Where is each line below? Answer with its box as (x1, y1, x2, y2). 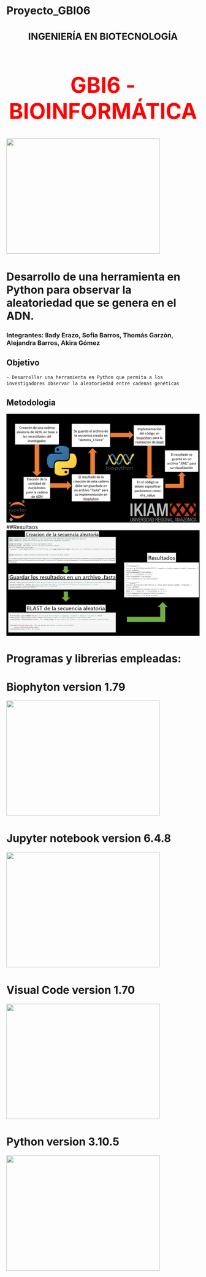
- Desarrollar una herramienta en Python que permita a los (6, 374, 164, 381)
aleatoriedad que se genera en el (6, 296, 177, 310)
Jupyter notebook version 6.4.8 (6, 831, 172, 846)
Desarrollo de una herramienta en (6, 270, 181, 283)
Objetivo (6, 357, 40, 367)
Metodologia (6, 397, 56, 407)
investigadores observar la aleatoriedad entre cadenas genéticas (6, 380, 180, 387)
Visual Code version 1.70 (6, 983, 135, 997)
